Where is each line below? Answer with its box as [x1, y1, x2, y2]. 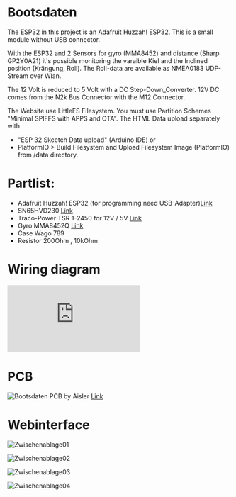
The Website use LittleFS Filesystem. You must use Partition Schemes [7, 106, 211, 115]
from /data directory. [17, 150, 79, 159]
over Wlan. [29, 72, 62, 80]
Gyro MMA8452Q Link [17, 221, 84, 230]
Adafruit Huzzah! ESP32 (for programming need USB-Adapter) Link [17, 199, 213, 207]
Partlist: [7, 175, 55, 191]
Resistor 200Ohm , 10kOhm [17, 236, 98, 245]
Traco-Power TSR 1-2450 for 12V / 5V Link [17, 213, 142, 222]
